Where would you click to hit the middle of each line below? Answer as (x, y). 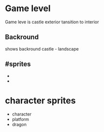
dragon (19, 124)
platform (20, 119)
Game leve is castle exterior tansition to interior (52, 22)
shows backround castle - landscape (42, 49)
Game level (28, 8)
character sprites (40, 100)
